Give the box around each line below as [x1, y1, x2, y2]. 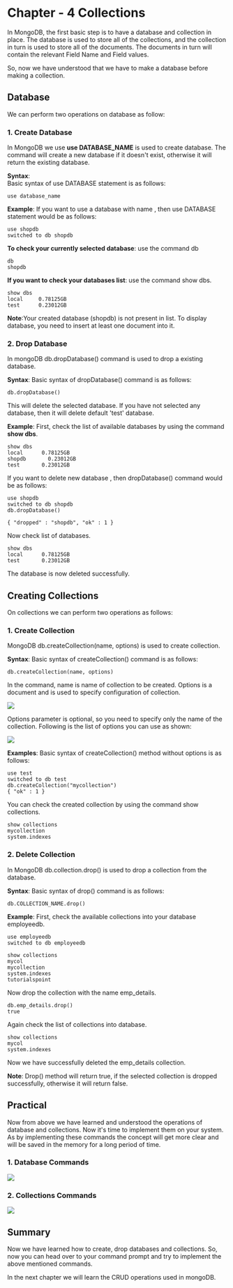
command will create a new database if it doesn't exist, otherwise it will [7, 151, 212, 159]
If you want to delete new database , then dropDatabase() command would [7, 474, 223, 483]
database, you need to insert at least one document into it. [7, 321, 175, 330]
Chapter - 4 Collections [7, 5, 146, 21]
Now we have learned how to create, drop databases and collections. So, [7, 1245, 218, 1253]
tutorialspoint [7, 976, 52, 983]
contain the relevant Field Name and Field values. [7, 50, 149, 59]
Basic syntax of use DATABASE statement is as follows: [7, 180, 166, 188]
